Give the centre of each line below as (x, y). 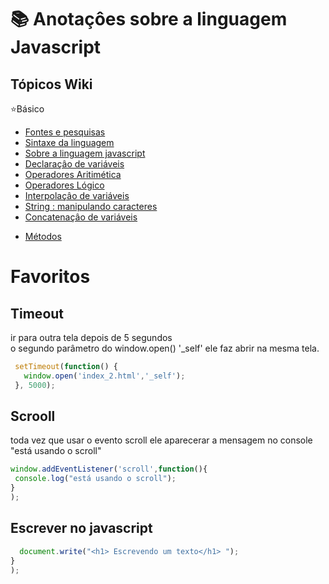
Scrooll (33, 416)
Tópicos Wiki (51, 84)
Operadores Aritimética (73, 174)
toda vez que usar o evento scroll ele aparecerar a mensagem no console (161, 440)
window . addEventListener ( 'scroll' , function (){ (109, 469)
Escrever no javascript (81, 528)
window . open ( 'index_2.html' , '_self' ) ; (104, 376)
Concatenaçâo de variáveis (81, 217)
